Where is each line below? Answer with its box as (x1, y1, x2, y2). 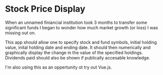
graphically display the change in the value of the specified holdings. (5, 50, 143, 56)
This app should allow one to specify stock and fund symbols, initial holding (5, 39, 157, 45)
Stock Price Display (5, 3, 86, 15)
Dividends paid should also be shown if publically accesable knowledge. (5, 55, 150, 60)
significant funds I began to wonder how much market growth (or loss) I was (5, 24, 158, 30)
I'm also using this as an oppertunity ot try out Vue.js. (5, 64, 112, 70)
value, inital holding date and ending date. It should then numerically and (5, 44, 151, 50)
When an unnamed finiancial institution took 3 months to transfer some (5, 19, 147, 25)
